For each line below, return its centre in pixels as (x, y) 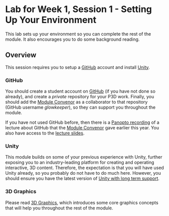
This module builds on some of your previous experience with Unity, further (84, 157)
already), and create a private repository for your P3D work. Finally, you (80, 97)
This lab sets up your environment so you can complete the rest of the (78, 34)
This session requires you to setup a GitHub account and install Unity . (78, 67)
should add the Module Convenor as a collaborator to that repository (76, 102)
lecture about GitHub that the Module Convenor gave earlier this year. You (82, 128)
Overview (21, 55)
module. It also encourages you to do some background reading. (72, 39)
